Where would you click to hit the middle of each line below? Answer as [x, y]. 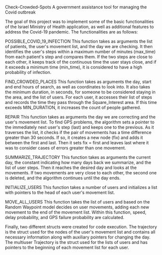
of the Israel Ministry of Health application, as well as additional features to [79, 27]
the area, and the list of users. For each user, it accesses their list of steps [79, 97]
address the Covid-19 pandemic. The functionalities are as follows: [72, 32]
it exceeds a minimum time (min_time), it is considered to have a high [74, 67]
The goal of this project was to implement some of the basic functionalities [79, 22]
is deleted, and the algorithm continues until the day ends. [63, 178]
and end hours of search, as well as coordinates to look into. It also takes [78, 87]
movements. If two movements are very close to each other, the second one [81, 173]
